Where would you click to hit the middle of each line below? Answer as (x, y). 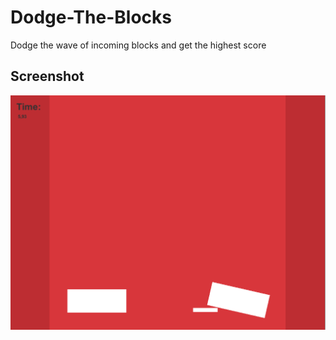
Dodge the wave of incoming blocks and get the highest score (138, 45)
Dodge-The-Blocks (91, 17)
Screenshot (47, 76)
